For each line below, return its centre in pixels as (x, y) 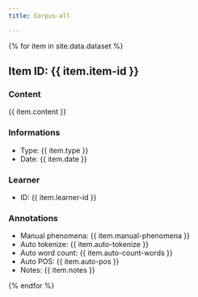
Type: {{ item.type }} (54, 150)
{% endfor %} (32, 286)
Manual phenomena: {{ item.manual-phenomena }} (105, 236)
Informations (34, 132)
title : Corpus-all (39, 16)
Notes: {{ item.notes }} (57, 270)
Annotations (33, 218)
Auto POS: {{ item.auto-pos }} (70, 261)
